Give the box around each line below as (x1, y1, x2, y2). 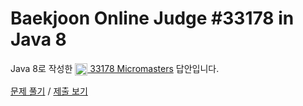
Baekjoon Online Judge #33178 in (10, 7, 295, 30)
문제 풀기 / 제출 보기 (10, 85, 88, 97)
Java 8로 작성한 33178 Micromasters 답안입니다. (10, 62, 220, 74)
